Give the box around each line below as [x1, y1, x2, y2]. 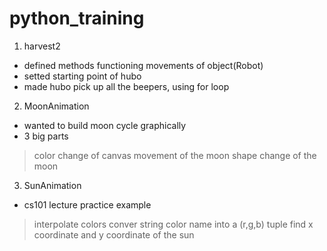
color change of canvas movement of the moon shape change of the [33, 149, 317, 161]
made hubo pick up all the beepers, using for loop [23, 80, 230, 92]
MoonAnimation [23, 100, 90, 112]
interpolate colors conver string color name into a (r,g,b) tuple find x [33, 218, 314, 230]
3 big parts [23, 130, 69, 142]
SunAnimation [23, 179, 82, 191]
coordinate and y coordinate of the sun [33, 228, 195, 241]
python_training [9, 7, 145, 30]
